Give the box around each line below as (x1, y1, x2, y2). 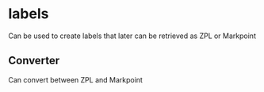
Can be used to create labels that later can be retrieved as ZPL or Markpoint (8, 31, 256, 40)
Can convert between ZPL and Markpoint (8, 75, 143, 84)
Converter (8, 54, 60, 67)
